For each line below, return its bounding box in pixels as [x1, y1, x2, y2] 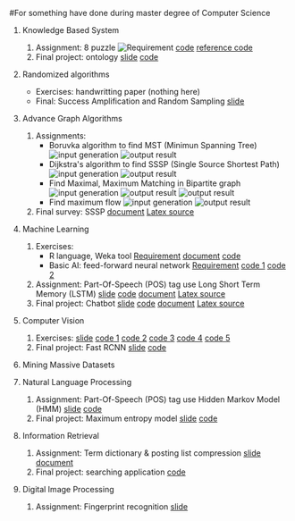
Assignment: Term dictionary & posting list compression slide [35, 448, 261, 458]
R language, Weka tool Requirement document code [48, 250, 241, 261]
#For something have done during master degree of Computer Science [9, 8, 271, 18]
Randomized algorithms [21, 69, 110, 80]
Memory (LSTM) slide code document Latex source [35, 289, 226, 298]
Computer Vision [21, 315, 85, 325]
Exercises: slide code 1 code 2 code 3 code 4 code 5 [35, 332, 231, 343]
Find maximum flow [48, 197, 122, 207]
